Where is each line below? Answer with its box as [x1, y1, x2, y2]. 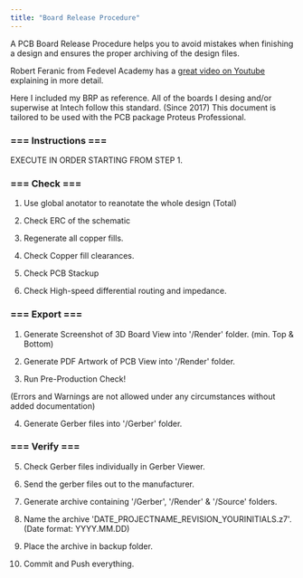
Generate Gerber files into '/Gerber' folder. [23, 418, 183, 429]
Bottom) [23, 338, 54, 349]
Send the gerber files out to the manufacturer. [23, 479, 195, 489]
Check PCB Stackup [23, 268, 99, 279]
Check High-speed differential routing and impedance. [23, 286, 227, 297]
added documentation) [10, 400, 96, 412]
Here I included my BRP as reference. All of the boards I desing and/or [10, 92, 272, 103]
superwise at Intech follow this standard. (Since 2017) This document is [10, 101, 277, 113]
